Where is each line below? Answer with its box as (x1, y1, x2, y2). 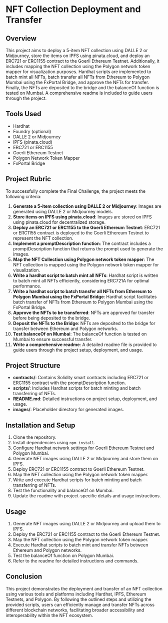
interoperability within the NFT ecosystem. (5, 612, 93, 618)
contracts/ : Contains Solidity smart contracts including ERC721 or (12, 375, 149, 381)
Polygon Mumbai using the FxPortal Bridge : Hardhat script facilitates (12, 293, 157, 299)
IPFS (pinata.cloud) (12, 139, 53, 145)
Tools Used (5, 110, 41, 118)
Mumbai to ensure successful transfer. (12, 336, 93, 342)
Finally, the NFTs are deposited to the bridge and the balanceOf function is (5, 85, 159, 91)
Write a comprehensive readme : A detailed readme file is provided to (12, 342, 157, 348)
